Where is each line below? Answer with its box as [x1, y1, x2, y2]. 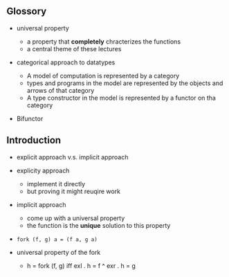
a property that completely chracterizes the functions [26, 37, 181, 46]
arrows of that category [26, 86, 95, 94]
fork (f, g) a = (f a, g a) [16, 235, 98, 243]
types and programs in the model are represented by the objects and [26, 79, 223, 87]
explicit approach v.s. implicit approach [16, 152, 129, 161]
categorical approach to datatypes [16, 58, 116, 66]
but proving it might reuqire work [26, 187, 121, 195]
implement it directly [26, 179, 86, 188]
